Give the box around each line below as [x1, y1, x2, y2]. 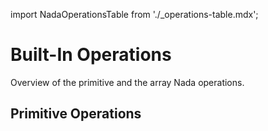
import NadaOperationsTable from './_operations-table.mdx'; [10, 9, 259, 20]
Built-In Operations [10, 44, 172, 66]
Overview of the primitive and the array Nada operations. [10, 76, 245, 88]
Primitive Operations [10, 105, 142, 123]
